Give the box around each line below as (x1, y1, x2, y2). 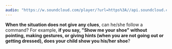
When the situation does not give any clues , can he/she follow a (5, 21, 143, 28)
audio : (5, 7, 19, 13)
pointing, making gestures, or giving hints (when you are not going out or (5, 32, 164, 38)
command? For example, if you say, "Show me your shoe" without (5, 27, 147, 33)
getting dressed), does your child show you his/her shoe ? (5, 38, 131, 44)
